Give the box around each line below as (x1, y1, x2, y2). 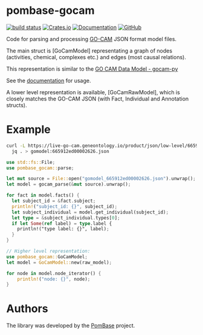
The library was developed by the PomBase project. (6, 322, 135, 330)
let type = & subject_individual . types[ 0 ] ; (11, 215, 120, 221)
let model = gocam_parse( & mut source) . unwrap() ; (6, 181, 131, 187)
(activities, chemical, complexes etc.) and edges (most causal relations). (6, 53, 186, 60)
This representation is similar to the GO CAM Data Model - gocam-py (6, 65, 178, 73)
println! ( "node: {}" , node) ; (17, 276, 91, 282)
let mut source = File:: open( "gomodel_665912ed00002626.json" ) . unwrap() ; (6, 176, 196, 182)
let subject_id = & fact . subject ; (11, 198, 96, 204)
